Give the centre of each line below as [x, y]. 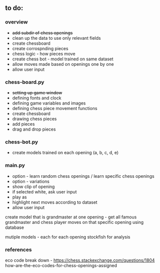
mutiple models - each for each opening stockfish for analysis [68, 237]
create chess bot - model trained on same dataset [63, 59]
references [18, 249]
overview [16, 22]
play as [19, 197]
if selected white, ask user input [44, 191]
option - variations [31, 181]
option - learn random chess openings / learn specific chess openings [83, 176]
